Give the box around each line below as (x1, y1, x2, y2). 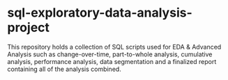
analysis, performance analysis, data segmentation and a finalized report (7, 57, 217, 65)
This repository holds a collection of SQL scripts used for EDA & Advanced (7, 42, 222, 51)
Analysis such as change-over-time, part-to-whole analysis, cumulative (7, 50, 213, 58)
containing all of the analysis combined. (7, 65, 122, 73)
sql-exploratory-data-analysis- (7, 5, 193, 21)
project (7, 19, 50, 35)
